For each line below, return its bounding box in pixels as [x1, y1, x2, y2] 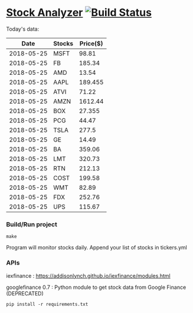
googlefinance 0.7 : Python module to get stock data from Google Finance [6, 284, 187, 291]
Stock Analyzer [6, 6, 83, 19]
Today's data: [6, 25, 40, 32]
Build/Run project [6, 220, 57, 228]
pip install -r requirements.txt [6, 301, 89, 307]
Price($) [79, 39, 103, 47]
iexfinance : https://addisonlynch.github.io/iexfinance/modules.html [6, 272, 171, 279]
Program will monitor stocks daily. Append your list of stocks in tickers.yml [6, 244, 187, 251]
